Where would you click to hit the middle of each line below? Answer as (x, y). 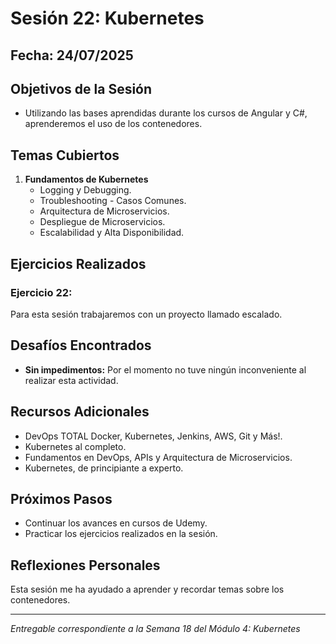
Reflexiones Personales (85, 565)
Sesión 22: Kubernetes (107, 18)
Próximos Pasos (61, 498)
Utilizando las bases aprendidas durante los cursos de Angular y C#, (166, 113)
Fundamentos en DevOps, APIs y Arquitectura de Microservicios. (158, 457)
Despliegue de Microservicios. (102, 222)
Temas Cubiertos (65, 155)
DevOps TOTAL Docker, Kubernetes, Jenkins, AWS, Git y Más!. (153, 436)
